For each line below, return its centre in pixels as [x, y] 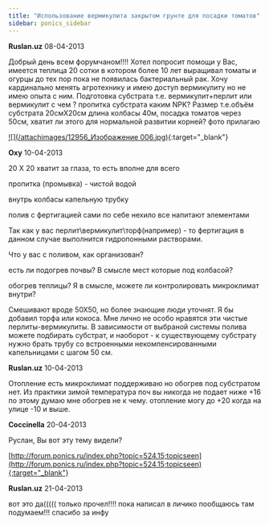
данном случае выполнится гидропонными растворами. [106, 238]
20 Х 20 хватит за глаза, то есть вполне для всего [94, 168]
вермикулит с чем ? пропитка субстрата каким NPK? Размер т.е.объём [131, 104]
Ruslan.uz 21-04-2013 [45, 488]
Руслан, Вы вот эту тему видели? [65, 440]
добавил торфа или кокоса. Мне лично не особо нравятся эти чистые [128, 318]
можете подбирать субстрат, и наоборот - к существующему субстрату [132, 335]
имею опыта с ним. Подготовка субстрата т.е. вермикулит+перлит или [130, 96]
